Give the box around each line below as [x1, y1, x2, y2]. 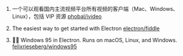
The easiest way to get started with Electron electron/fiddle [11, 25, 160, 32]
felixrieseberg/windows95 [11, 43, 77, 50]
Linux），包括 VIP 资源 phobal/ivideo [11, 13, 102, 20]
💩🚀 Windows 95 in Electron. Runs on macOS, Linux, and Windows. [11, 37, 178, 43]
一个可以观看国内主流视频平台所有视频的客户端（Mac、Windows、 [11, 5, 179, 12]
